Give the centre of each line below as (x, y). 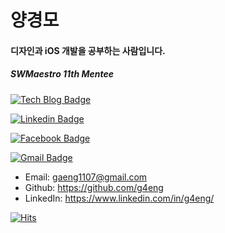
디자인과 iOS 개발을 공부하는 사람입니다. (88, 50)
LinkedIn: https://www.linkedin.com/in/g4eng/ (119, 198)
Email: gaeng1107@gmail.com (86, 177)
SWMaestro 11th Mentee (62, 74)
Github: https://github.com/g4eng (94, 187)
